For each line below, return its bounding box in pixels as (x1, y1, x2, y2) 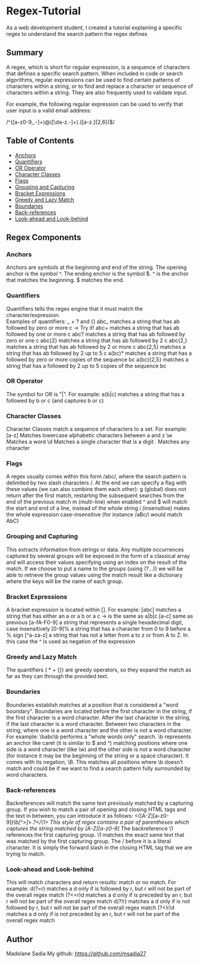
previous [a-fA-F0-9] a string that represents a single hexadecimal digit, (6, 619, 183, 626)
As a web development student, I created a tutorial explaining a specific (6, 24, 182, 31)
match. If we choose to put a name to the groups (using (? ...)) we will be (6, 565, 183, 572)
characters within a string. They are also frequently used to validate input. (6, 88, 188, 96)
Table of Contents (6, 136, 75, 146)
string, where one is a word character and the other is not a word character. (6, 726, 192, 734)
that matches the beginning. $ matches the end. (6, 277, 124, 284)
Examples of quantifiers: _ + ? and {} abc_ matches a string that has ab (6, 318, 180, 325)
